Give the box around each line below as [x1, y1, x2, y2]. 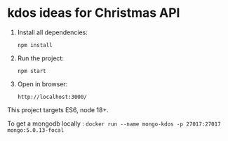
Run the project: [17, 54, 65, 62]
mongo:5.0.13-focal [7, 126, 65, 134]
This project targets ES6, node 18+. [7, 105, 109, 114]
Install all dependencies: [17, 28, 88, 36]
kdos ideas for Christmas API [7, 5, 180, 21]
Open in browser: [17, 79, 68, 88]
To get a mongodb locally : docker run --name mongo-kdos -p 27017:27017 [7, 119, 221, 128]
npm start [17, 67, 47, 74]
